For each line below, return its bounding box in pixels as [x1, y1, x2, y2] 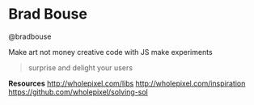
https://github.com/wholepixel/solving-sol [8, 86, 148, 97]
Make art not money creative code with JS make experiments [8, 47, 213, 57]
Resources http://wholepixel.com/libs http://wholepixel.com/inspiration [8, 78, 246, 88]
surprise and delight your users [28, 62, 133, 73]
